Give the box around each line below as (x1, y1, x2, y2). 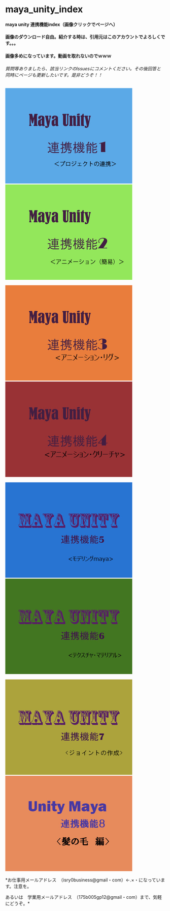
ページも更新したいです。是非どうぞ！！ (18, 72, 103, 78)
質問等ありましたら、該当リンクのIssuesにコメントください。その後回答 (5, 65, 157, 72)
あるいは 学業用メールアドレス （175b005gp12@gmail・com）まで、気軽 (5, 894, 162, 900)
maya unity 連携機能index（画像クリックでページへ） (5, 21, 118, 27)
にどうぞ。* (5, 900, 30, 906)
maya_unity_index (5, 4, 83, 15)
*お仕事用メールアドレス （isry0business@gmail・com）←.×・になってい (5, 877, 161, 883)
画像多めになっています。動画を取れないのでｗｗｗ (5, 52, 112, 59)
